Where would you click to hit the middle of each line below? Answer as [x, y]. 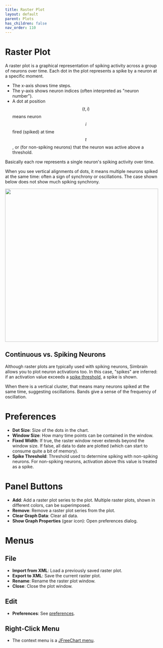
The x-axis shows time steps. [42, 86]
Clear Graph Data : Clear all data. [45, 516]
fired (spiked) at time [33, 132]
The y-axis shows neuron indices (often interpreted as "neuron [75, 91]
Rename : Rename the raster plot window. [54, 581]
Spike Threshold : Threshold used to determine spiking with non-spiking [85, 456]
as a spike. [23, 467]
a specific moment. [24, 76]
